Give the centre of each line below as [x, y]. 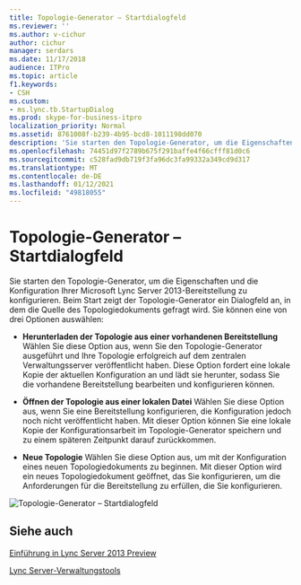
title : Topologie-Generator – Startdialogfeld [98, 17]
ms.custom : [30, 101]
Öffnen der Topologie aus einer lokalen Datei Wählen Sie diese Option [153, 401]
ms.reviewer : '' [39, 26]
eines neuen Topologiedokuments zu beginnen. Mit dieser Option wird [152, 467]
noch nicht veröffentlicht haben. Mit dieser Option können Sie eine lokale [156, 420]
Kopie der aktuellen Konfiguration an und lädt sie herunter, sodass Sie [151, 374]
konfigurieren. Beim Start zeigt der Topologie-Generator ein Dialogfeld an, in [150, 300]
